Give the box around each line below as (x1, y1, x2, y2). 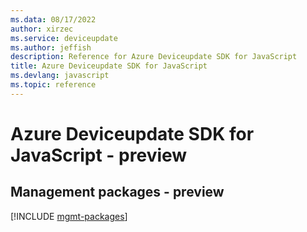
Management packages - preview (10, 184, 225, 201)
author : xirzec (10, 24, 74, 34)
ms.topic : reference (10, 80, 97, 90)
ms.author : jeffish (10, 42, 92, 53)
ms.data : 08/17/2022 (10, 14, 97, 25)
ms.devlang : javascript (10, 71, 110, 81)
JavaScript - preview (10, 144, 188, 166)
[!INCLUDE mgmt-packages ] (10, 210, 128, 222)
